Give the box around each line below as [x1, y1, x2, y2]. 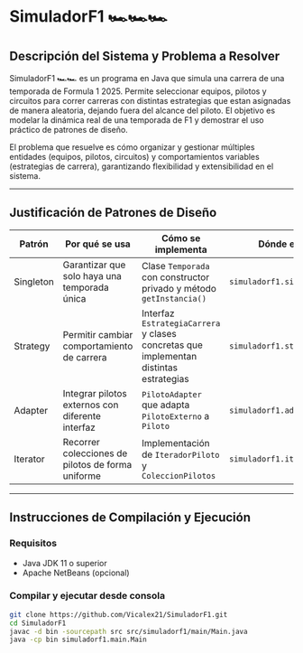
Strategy [14, 340, 50, 352]
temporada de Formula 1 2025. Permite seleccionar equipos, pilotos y [9, 86, 268, 97]
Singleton [14, 275, 54, 288]
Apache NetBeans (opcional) [22, 567, 130, 578]
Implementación [141, 436, 210, 449]
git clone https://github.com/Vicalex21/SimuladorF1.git [9, 610, 228, 619]
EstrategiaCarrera [141, 318, 221, 329]
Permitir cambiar [62, 328, 133, 340]
